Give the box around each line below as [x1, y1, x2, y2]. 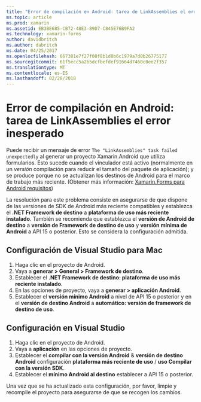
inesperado [6, 127, 64, 141]
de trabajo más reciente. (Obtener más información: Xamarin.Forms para [6, 178, 185, 185]
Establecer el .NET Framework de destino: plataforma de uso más [14, 273, 181, 281]
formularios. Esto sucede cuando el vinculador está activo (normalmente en [6, 159, 193, 166]
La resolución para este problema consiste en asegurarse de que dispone [6, 196, 188, 203]
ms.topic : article [6, 14, 52, 20]
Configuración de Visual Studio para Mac [6, 245, 163, 255]
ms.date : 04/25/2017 [6, 48, 58, 54]
